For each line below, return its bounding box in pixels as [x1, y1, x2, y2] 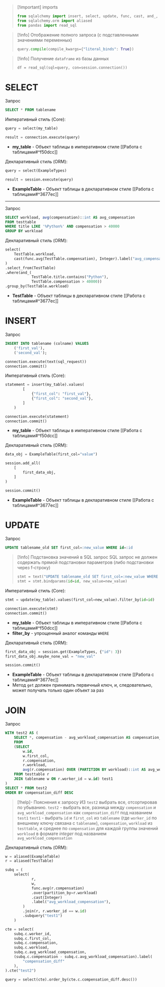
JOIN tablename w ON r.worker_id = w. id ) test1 [14, 776, 113, 781]
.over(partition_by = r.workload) [31, 890, 98, 895]
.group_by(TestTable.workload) [5, 284, 69, 289]
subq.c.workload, [14, 945, 50, 950]
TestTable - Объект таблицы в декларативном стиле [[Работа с [12, 293, 146, 299]
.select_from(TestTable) [5, 265, 56, 270]
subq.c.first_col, [14, 936, 52, 941]
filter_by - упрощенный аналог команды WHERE [12, 630, 110, 636]
